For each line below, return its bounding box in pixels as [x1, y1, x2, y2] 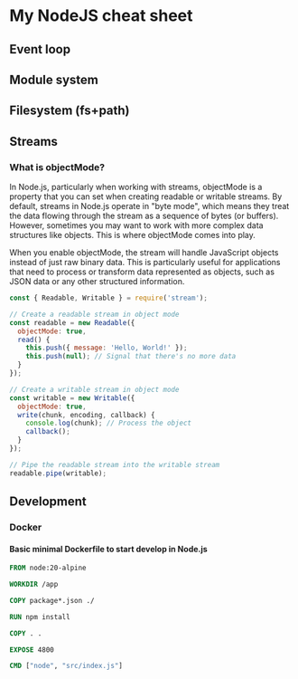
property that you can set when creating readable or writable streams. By [9, 191, 283, 202]
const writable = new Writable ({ [9, 393, 135, 403]
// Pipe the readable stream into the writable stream [9, 460, 220, 469]
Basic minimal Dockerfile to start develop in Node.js [9, 543, 208, 554]
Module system [9, 72, 99, 87]
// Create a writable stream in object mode [9, 385, 180, 394]
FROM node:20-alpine [9, 563, 88, 573]
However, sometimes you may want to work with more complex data [9, 220, 264, 231]
